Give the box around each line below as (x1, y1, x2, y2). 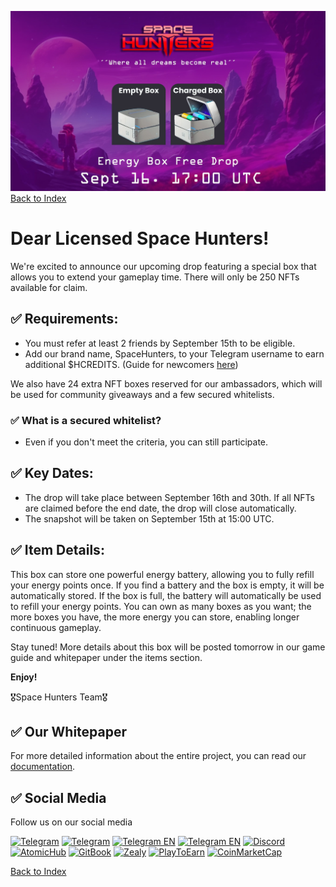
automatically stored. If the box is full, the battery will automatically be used (10, 589, 322, 601)
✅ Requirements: (10, 311, 119, 328)
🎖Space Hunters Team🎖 (10, 691, 108, 703)
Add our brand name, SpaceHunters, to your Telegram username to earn (24, 347, 325, 360)
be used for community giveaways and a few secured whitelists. (10, 388, 275, 400)
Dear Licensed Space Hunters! (10, 227, 270, 250)
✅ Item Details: (10, 542, 105, 559)
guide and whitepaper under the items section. (10, 651, 203, 663)
